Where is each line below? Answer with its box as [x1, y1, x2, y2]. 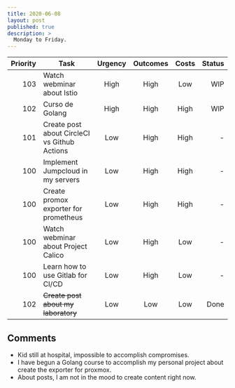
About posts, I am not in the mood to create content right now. [17, 373, 197, 381]
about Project [43, 241, 87, 251]
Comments [7, 332, 57, 344]
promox [43, 195, 69, 205]
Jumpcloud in [43, 166, 88, 176]
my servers [43, 175, 80, 185]
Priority [10, 59, 36, 69]
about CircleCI [43, 128, 90, 138]
